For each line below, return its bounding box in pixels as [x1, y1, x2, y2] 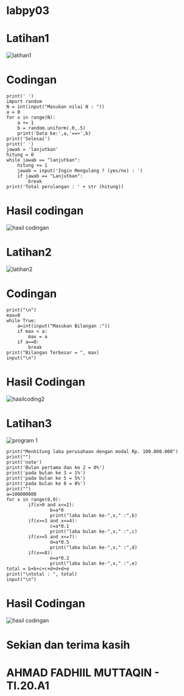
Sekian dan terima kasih [6, 638, 130, 652]
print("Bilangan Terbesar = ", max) [6, 350, 99, 356]
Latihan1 [6, 32, 50, 46]
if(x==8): [28, 549, 53, 556]
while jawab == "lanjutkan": [6, 157, 80, 163]
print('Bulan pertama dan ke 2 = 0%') [6, 464, 105, 471]
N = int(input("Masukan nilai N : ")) [6, 104, 105, 110]
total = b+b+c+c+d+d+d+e [6, 566, 69, 572]
